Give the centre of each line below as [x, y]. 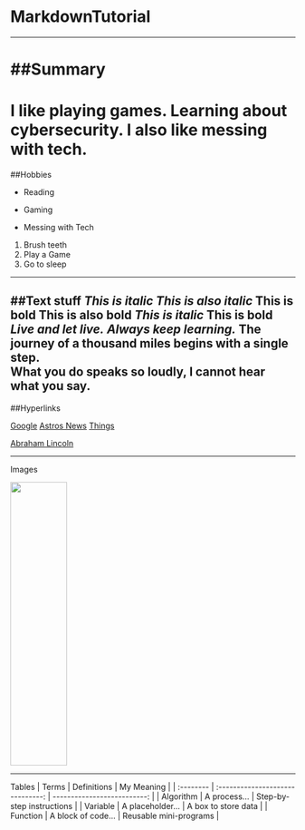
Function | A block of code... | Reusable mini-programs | [115, 815]
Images [24, 469]
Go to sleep [45, 264]
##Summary [58, 69]
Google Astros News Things [62, 425]
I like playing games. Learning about [149, 111]
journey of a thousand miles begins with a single [149, 343]
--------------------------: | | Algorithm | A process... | [153, 796]
